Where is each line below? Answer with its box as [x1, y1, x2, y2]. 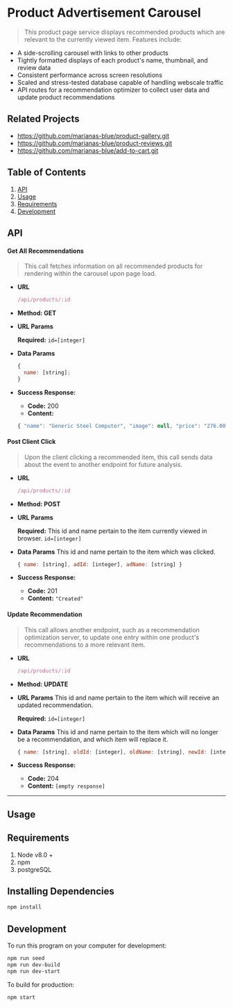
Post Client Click [7, 438, 56, 446]
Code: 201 [27, 587, 58, 595]
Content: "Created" [27, 594, 84, 602]
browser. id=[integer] [17, 534, 82, 543]
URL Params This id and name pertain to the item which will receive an [17, 693, 220, 702]
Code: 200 [27, 402, 59, 410]
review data [17, 63, 51, 72]
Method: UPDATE [17, 679, 69, 688]
